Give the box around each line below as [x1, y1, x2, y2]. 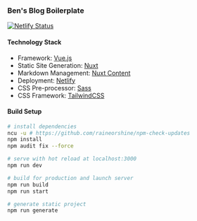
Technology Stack [7, 37, 62, 46]
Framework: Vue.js [17, 54, 72, 62]
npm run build [7, 181, 49, 189]
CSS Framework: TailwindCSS [17, 91, 105, 100]
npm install [7, 136, 42, 143]
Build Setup [7, 107, 42, 116]
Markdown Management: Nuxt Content [17, 68, 131, 77]
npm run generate [7, 207, 58, 214]
